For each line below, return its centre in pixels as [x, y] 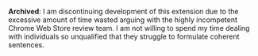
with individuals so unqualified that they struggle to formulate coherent [124, 36]
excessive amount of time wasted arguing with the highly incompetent [123, 20]
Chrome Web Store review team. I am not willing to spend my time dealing [129, 28]
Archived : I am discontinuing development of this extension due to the [123, 11]
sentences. [27, 45]
